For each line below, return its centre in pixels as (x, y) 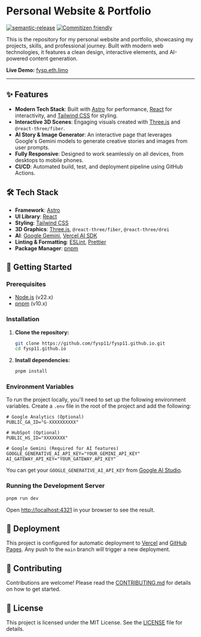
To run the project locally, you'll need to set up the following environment (96, 400)
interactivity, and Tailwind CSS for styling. (66, 115)
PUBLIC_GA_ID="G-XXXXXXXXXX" (42, 422)
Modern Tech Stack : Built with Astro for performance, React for (93, 109)
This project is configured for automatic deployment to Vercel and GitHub (97, 543)
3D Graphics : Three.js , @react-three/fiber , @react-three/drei (92, 229)
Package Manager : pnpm (47, 248)
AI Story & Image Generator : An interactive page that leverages (93, 134)
